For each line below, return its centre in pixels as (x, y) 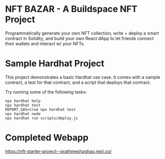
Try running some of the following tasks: (46, 92)
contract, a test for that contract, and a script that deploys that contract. (78, 82)
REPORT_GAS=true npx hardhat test (41, 109)
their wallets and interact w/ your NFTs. (45, 43)
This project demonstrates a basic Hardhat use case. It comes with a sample (83, 77)
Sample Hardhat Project (55, 64)
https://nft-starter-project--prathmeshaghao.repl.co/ (58, 151)
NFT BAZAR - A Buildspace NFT (71, 9)
